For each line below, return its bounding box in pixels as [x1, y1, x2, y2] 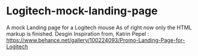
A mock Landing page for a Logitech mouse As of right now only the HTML [6, 24, 193, 31]
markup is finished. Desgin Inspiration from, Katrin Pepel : [6, 30, 149, 37]
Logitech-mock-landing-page [6, 4, 158, 18]
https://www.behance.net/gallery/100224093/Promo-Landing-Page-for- [6, 36, 185, 43]
